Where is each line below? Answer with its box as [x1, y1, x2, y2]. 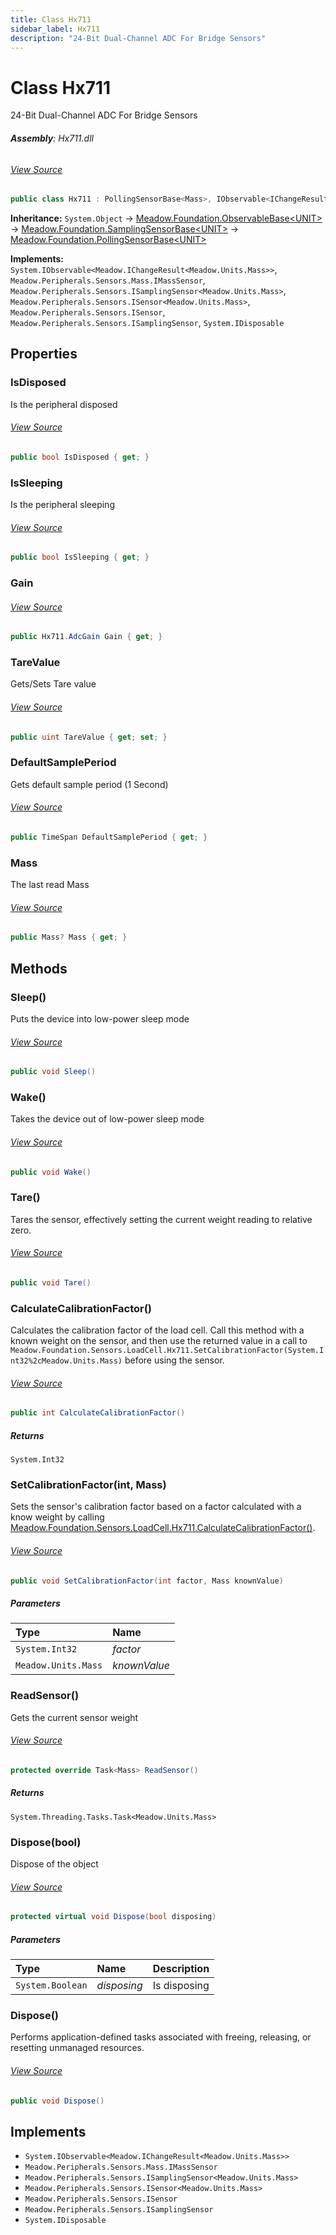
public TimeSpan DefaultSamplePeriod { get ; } [10, 832, 208, 843]
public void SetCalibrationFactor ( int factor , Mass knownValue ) [10, 1576, 284, 1586]
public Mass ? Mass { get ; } [10, 932, 128, 943]
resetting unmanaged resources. [10, 2042, 145, 2054]
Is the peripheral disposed [10, 398, 118, 410]
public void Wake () [10, 1167, 92, 1177]
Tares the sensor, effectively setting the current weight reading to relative [10, 1213, 313, 1225]
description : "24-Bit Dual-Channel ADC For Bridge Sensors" [10, 33, 267, 43]
